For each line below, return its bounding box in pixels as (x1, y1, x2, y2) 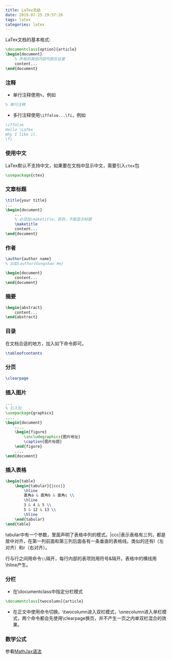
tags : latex (5, 17, 31, 22)
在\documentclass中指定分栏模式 (12, 588, 83, 594)
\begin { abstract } (5, 305, 43, 310)
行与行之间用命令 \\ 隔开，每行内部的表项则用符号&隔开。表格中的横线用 (5, 555, 157, 561)
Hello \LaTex (5, 127, 33, 132)
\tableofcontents (5, 351, 43, 356)
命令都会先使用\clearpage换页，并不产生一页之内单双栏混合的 (30, 615, 162, 621)
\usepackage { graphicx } (5, 410, 54, 415)
